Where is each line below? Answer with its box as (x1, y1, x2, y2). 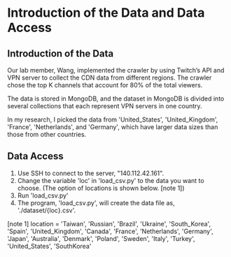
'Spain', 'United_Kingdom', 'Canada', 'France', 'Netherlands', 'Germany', (7, 227, 213, 235)
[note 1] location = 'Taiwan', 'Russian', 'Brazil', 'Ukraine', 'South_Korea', (7, 219, 211, 228)
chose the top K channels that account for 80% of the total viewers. (7, 81, 203, 89)
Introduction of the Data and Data (7, 5, 205, 21)
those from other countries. (7, 131, 87, 138)
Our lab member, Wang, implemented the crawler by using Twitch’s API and (7, 66, 225, 74)
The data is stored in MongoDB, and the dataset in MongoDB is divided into (7, 94, 225, 103)
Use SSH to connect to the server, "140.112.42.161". (17, 169, 164, 177)
